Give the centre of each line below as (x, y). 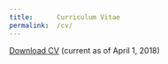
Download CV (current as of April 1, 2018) (85, 50)
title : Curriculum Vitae (65, 17)
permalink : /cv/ (41, 25)
